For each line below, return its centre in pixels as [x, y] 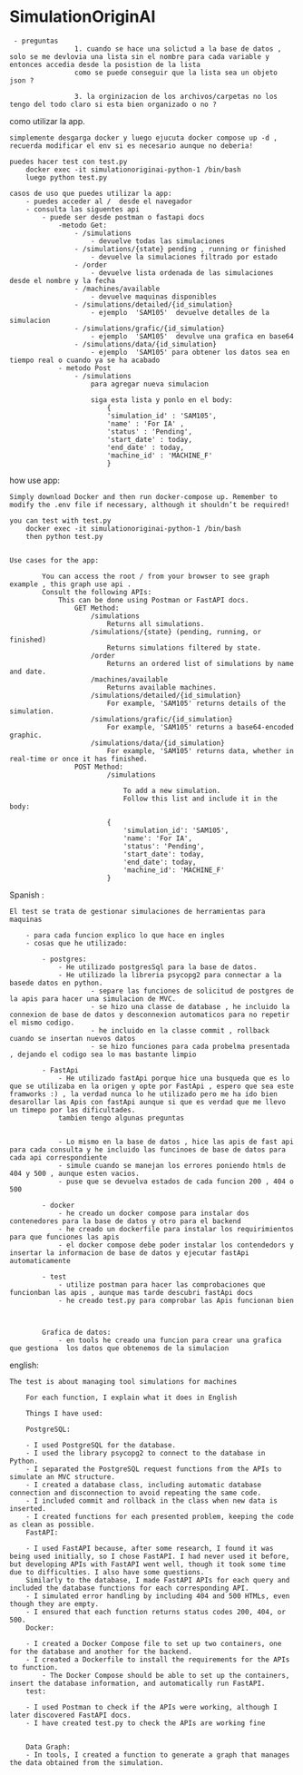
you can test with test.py [60, 520]
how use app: [35, 480]
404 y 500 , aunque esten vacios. [75, 1173]
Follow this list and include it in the [200, 799]
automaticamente [40, 1260]
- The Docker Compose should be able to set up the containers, [166, 1675]
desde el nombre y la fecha [63, 280]
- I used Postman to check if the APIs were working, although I [152, 1707]
